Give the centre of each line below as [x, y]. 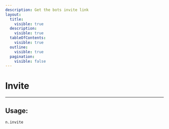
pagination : [22, 56]
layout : [13, 15]
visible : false [30, 61]
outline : [19, 47]
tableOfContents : [28, 38]
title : [17, 19]
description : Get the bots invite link [47, 10]
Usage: [17, 111]
